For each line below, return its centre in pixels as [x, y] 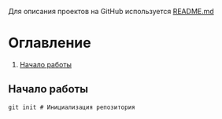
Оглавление [50, 43]
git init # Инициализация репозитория [72, 107]
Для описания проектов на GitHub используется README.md [111, 11]
